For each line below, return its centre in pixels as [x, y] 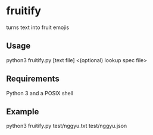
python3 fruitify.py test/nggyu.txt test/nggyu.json [67, 126]
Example [23, 112]
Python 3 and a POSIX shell [40, 93]
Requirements [33, 79]
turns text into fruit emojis [38, 27]
